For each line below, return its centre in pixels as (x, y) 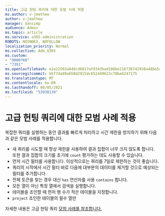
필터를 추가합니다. (29, 174)
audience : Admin (22, 28)
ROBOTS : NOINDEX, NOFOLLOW (33, 42)
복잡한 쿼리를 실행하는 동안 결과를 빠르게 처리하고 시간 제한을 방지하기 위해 (77, 132)
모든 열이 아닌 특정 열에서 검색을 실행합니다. (54, 186)
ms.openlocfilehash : (26, 69)
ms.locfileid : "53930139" (31, 92)
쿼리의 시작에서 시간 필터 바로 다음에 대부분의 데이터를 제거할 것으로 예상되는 (86, 167)
